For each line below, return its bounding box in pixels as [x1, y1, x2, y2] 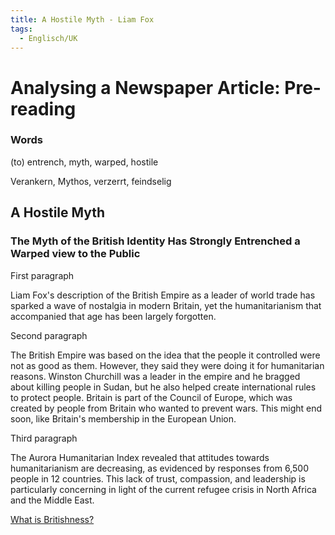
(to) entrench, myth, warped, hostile [10, 156, 159, 168]
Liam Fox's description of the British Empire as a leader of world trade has [10, 289, 316, 301]
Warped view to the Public [10, 247, 141, 261]
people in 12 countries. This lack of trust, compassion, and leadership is [10, 472, 306, 485]
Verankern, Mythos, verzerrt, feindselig [10, 175, 172, 187]
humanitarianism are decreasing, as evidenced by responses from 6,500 [10, 462, 309, 474]
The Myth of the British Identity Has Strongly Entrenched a [10, 234, 301, 248]
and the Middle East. [10, 494, 95, 506]
